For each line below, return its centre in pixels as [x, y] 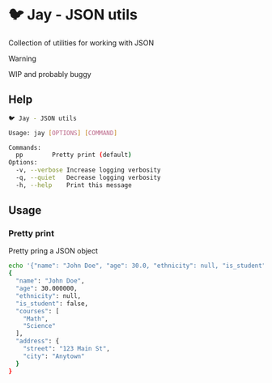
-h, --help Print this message [74, 185]
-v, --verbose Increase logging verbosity [88, 170]
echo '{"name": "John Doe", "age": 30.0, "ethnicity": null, [114, 266]
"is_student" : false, [52, 304]
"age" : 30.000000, [47, 289]
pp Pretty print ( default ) [74, 155]
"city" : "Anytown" [54, 356]
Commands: [25, 147]
